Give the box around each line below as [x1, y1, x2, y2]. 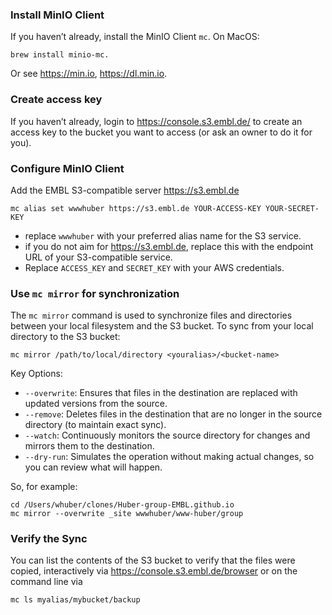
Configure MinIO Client [10, 161, 125, 175]
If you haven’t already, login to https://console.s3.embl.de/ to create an [10, 115, 303, 127]
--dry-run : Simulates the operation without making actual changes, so [24, 451, 315, 463]
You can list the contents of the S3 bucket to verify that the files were [10, 554, 296, 567]
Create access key [10, 93, 103, 107]
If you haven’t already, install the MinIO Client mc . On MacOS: [10, 31, 260, 43]
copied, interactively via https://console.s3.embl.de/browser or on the [10, 565, 298, 577]
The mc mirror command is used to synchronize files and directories [10, 309, 293, 322]
